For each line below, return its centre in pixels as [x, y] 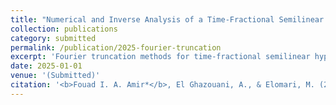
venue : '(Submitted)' [55, 76]
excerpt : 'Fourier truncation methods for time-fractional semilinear [160, 57]
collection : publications [64, 29]
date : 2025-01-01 [46, 66]
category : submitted [53, 38]
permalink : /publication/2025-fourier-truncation [116, 47]
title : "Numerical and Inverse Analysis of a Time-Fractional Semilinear [167, 19]
